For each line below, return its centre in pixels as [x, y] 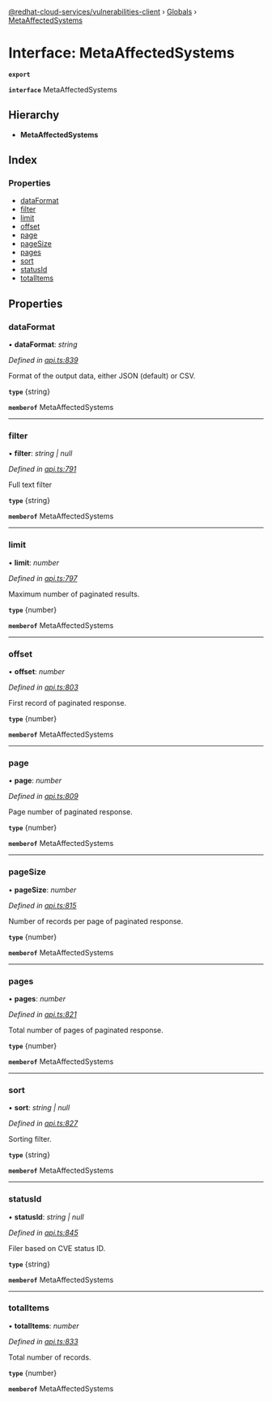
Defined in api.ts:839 [43, 361]
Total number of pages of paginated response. [86, 1030]
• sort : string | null [39, 1108]
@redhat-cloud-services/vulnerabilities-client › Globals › [102, 12]
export [19, 75]
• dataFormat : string [43, 344]
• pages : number [37, 998]
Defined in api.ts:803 [43, 687]
